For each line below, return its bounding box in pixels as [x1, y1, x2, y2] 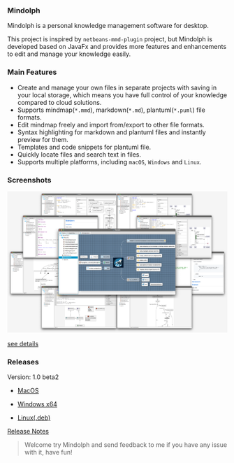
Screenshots [7, 175, 52, 185]
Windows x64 [17, 399, 58, 408]
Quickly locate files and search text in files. [17, 150, 142, 159]
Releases [7, 357, 40, 366]
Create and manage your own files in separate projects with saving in [17, 83, 217, 92]
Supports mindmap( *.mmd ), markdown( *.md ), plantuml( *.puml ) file [17, 106, 206, 114]
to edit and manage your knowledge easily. [7, 50, 131, 58]
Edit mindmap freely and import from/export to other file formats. [17, 120, 205, 129]
